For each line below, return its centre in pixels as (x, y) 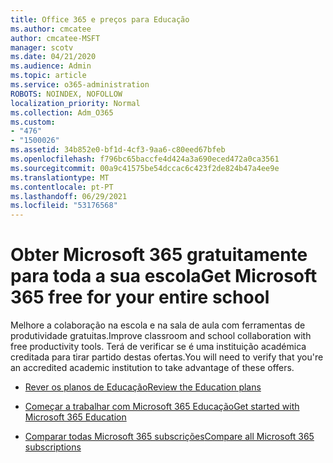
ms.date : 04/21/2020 (53, 57)
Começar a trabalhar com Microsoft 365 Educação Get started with (162, 407)
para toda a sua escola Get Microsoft (164, 276)
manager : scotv (42, 47)
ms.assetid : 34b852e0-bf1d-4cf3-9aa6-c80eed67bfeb (118, 150)
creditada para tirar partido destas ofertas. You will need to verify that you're (167, 357)
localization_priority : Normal (75, 103)
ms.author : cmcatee (51, 29)
